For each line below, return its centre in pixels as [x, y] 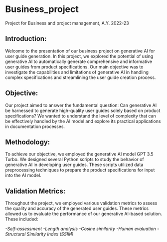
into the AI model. [23, 175]
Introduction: [26, 39]
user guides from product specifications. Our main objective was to [74, 66]
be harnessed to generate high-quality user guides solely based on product [83, 110]
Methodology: [28, 142]
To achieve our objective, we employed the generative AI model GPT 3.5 [79, 154]
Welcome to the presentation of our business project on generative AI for [80, 50]
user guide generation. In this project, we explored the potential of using [79, 56]
